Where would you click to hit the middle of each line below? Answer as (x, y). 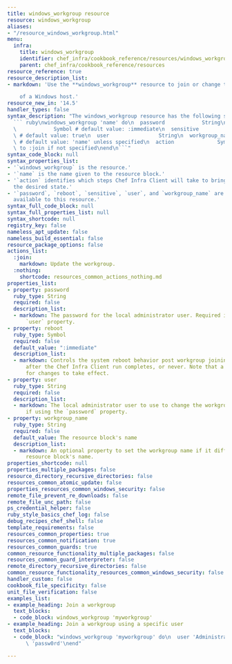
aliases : (20, 26)
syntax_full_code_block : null (51, 206)
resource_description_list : (48, 78)
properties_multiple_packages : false (61, 470)
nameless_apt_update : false (48, 232)
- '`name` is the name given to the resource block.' (86, 174)
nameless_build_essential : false (55, 238)
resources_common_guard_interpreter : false (71, 560)
